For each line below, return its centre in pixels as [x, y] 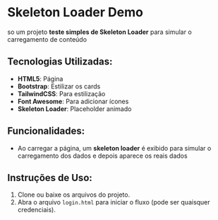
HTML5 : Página [40, 79]
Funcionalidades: [46, 131]
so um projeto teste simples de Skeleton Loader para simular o [99, 32]
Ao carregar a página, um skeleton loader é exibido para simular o [114, 148]
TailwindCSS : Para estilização [61, 93]
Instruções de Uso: [50, 178]
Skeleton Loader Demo [75, 12]
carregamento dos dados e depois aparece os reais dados [103, 156]
